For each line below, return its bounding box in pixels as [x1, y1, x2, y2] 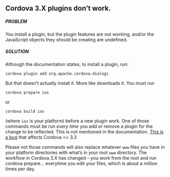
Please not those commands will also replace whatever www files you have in [5, 144, 165, 150]
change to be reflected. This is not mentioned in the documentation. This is [5, 129, 164, 135]
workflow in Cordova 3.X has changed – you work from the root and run [5, 155, 157, 161]
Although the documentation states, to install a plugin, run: [5, 61, 129, 68]
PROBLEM [5, 18, 27, 25]
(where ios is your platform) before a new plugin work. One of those [5, 118, 150, 124]
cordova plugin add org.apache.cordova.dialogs [5, 71, 109, 76]
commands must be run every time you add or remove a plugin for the [5, 123, 153, 129]
